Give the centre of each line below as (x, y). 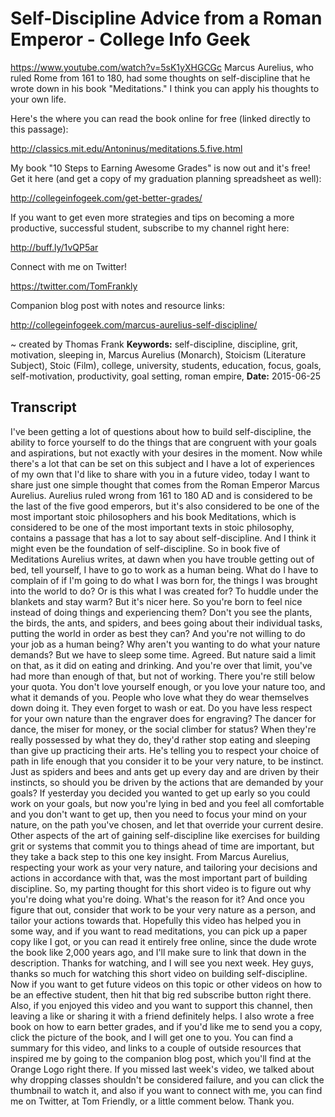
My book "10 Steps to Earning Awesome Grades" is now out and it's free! (160, 168)
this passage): (39, 129)
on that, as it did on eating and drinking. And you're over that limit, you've (161, 665)
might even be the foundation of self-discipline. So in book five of (145, 548)
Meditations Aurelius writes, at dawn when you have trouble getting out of (162, 559)
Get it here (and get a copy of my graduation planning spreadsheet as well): (166, 178)
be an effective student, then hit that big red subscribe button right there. (161, 994)
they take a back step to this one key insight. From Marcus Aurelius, (150, 856)
